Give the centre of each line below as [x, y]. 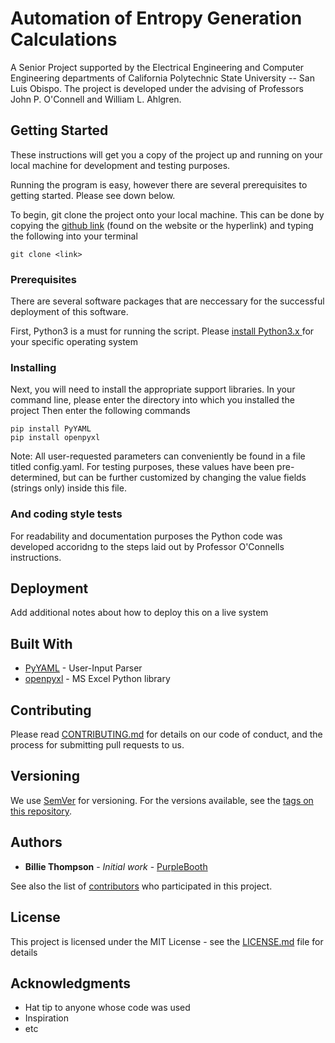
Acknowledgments [71, 983]
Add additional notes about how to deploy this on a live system [139, 613]
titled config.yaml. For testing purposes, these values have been [142, 467]
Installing [33, 367]
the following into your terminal [74, 236]
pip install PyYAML [51, 429]
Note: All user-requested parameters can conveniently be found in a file [158, 456]
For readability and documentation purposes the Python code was [146, 536]
